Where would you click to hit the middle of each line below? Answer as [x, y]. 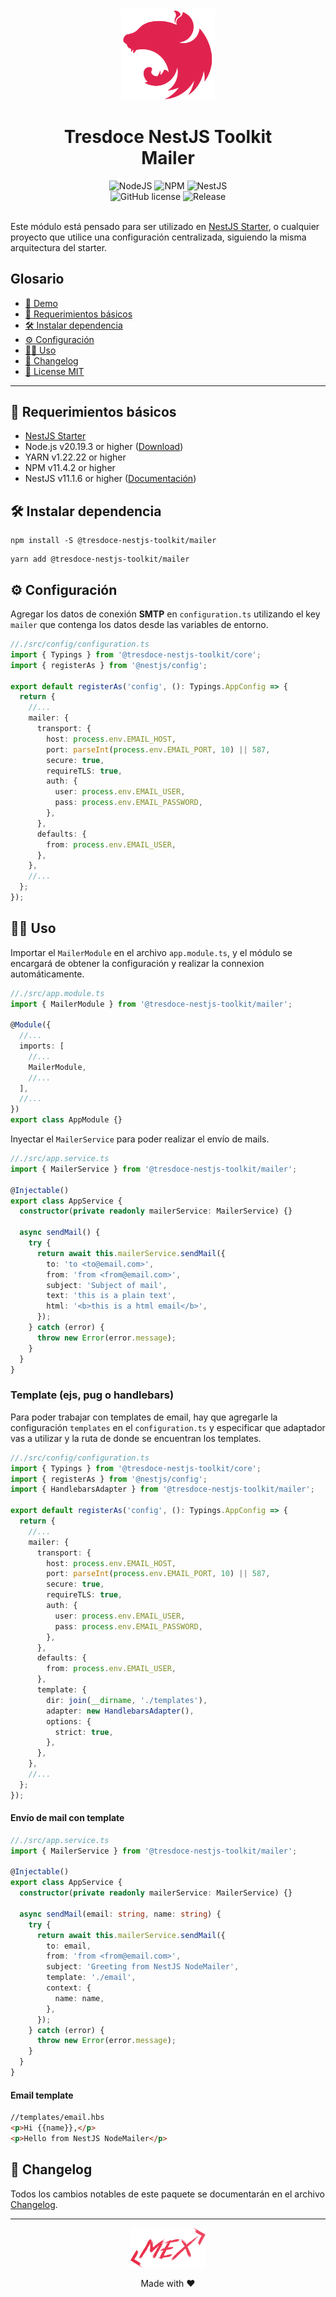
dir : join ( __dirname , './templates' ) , [127, 1700]
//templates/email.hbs [57, 2118]
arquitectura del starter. [59, 247]
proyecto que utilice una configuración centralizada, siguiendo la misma [158, 237]
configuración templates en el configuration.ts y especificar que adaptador [168, 1427]
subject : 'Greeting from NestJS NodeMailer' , [143, 1967]
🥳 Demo [41, 303]
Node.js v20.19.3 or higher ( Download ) [104, 447]
